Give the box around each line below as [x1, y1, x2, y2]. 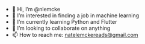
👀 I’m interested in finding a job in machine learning [11, 12, 140, 19]
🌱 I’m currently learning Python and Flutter [11, 18, 117, 25]
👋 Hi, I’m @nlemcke [11, 6, 61, 12]
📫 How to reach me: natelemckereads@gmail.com [11, 32, 138, 38]
